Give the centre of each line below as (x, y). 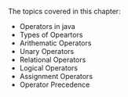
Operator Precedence (55, 84)
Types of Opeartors (51, 35)
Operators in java (48, 26)
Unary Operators (47, 51)
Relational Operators (53, 59)
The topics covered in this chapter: (64, 11)
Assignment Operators (56, 76)
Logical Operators (49, 68)
